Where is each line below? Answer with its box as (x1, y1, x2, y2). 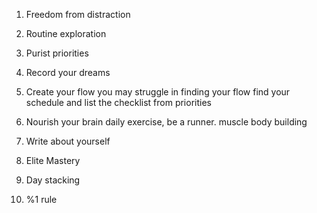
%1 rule (25, 194, 58, 205)
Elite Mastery (25, 155, 81, 166)
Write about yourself (25, 135, 111, 147)
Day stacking (25, 174, 81, 186)
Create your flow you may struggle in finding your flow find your (25, 86, 291, 98)
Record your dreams (25, 67, 111, 78)
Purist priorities (25, 47, 89, 59)
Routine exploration (25, 28, 107, 39)
